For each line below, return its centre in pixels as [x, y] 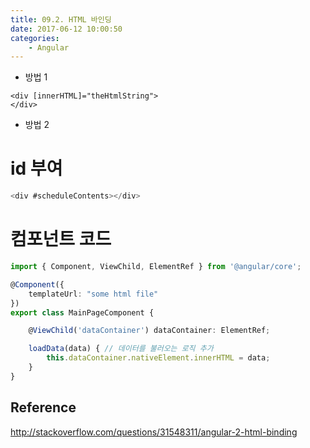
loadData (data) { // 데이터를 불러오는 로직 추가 [121, 349]
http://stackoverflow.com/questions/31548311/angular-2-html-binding [154, 432]
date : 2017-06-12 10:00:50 [66, 29]
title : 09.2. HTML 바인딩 [61, 19]
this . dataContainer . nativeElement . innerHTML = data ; [158, 358]
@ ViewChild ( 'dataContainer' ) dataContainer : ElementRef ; [149, 331]
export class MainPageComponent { [82, 312]
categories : [35, 38]
